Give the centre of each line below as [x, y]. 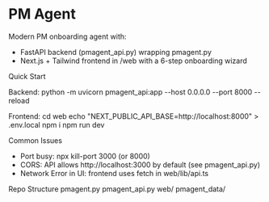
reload [19, 100]
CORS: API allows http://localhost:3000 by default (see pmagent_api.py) [140, 164]
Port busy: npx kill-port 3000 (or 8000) [85, 156]
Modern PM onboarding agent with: [67, 36]
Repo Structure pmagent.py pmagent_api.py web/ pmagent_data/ [117, 189]
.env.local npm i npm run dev [57, 124]
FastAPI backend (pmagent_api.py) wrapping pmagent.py [116, 52]
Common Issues [36, 140]
